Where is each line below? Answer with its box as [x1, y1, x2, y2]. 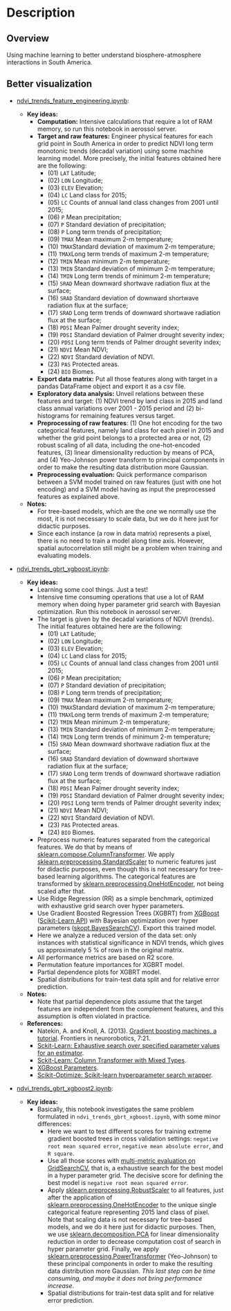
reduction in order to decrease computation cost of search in [47, 1237, 221, 1245]
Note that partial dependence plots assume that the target [37, 997, 203, 1005]
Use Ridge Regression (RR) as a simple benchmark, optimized [37, 894, 214, 903]
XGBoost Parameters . [37, 1063, 99, 1072]
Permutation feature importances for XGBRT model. [37, 960, 185, 968]
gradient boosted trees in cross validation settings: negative [47, 1134, 219, 1143]
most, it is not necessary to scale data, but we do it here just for [37, 514, 219, 523]
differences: [37, 1119, 72, 1128]
